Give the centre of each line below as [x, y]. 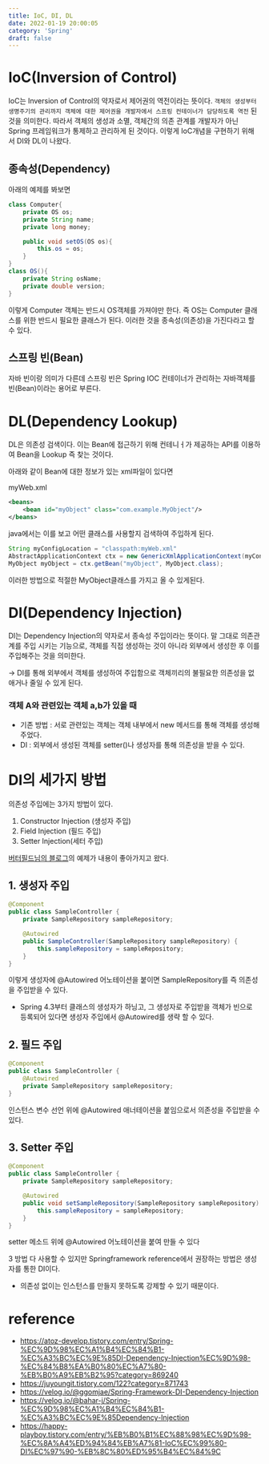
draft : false [30, 38]
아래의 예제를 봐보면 [39, 190]
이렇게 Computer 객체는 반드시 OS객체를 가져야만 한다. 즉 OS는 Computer [125, 310]
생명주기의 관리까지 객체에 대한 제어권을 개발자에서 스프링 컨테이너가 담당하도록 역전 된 [133, 111]
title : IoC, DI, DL [41, 16]
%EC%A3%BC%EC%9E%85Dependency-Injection [104, 1418]
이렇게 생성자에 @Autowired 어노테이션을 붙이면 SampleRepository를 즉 [123, 980]
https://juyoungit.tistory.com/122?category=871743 [104, 1384]
